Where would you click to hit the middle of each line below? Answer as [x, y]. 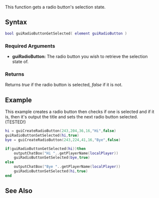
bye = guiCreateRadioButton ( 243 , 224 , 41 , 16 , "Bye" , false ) [63, 140]
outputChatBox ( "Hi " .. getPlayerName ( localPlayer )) [66, 153]
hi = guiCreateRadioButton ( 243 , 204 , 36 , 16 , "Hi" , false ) [61, 131]
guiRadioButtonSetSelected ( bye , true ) [52, 158]
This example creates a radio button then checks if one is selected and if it [80, 112]
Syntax [16, 22]
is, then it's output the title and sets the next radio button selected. [71, 117]
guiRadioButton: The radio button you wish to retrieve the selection [80, 56]
